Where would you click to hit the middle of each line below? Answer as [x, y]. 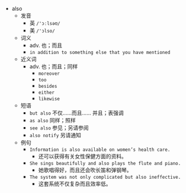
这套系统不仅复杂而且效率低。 [75, 184]
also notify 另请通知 [55, 135]
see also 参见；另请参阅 [59, 128]
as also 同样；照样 [52, 120]
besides [48, 86]
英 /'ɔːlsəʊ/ [45, 23]
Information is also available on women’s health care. [100, 150]
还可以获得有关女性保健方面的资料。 [83, 156]
